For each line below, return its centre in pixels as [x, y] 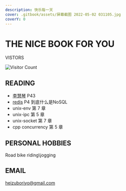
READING [20, 83]
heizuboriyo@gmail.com [30, 182]
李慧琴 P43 [24, 96]
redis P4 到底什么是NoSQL [40, 102]
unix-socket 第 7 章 [32, 121]
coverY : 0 [15, 19]
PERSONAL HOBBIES [38, 143]
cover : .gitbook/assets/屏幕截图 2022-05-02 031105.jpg [63, 14]
